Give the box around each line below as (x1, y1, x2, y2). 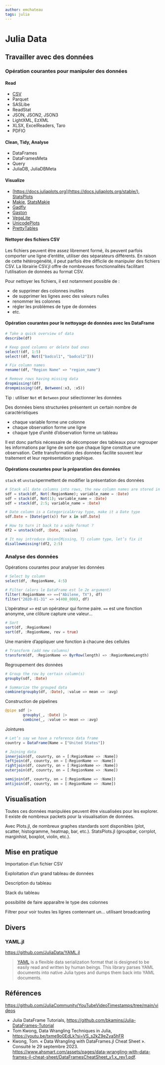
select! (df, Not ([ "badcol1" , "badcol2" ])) (5, 354, 94, 359)
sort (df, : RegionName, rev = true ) (5, 630, 79, 635)
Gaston (12, 209, 27, 215)
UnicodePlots (12, 220, 40, 226)
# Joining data (5, 749, 37, 754)
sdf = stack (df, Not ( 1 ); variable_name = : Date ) (5, 496, 107, 501)
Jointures (5, 726, 25, 732)
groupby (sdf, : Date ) (5, 676, 48, 681)
